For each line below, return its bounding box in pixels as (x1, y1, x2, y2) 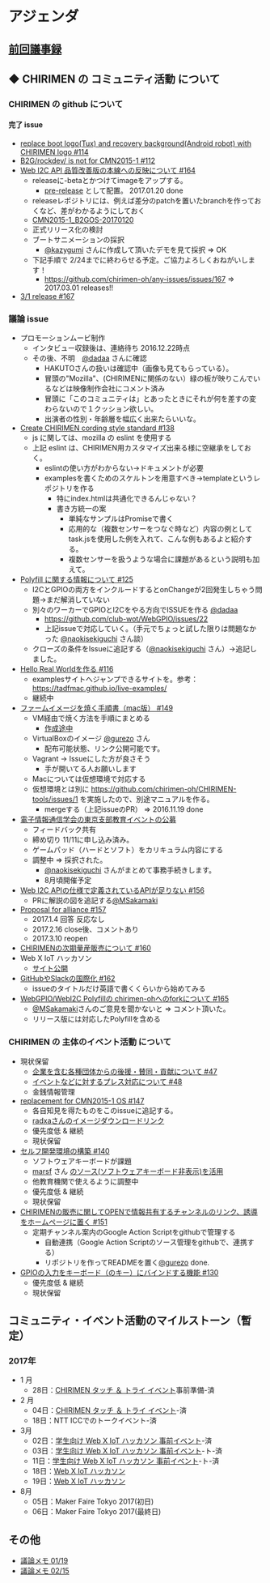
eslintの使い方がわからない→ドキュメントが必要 (44, 463, 204, 473)
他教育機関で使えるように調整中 (32, 1176, 139, 1186)
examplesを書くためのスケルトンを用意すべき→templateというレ (44, 473, 261, 483)
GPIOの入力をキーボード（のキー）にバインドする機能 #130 (19, 1267, 219, 1277)
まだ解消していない (45, 595, 111, 604)
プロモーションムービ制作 (19, 333, 106, 343)
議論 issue (8, 314, 49, 325)
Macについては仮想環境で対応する (32, 774, 146, 784)
